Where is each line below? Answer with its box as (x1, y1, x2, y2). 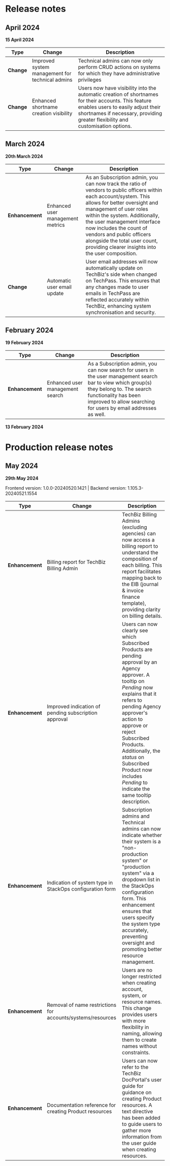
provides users (122, 1011, 158, 1018)
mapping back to (122, 574, 162, 581)
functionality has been (88, 391, 141, 398)
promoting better (122, 945, 162, 953)
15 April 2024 (5, 37, 34, 43)
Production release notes (5, 442, 113, 453)
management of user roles (86, 205, 148, 212)
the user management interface (86, 218, 160, 225)
